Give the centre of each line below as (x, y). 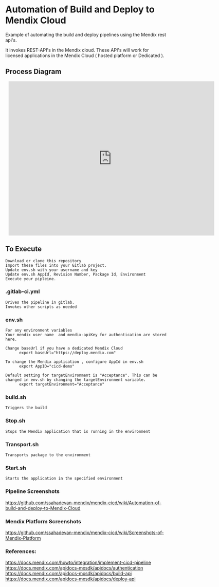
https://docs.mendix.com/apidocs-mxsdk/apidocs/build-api (69, 574)
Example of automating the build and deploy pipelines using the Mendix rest (86, 34)
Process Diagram (33, 72)
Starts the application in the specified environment (64, 479)
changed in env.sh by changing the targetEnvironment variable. (76, 380)
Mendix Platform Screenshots (43, 521)
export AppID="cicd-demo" (47, 366)
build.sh (16, 397)
